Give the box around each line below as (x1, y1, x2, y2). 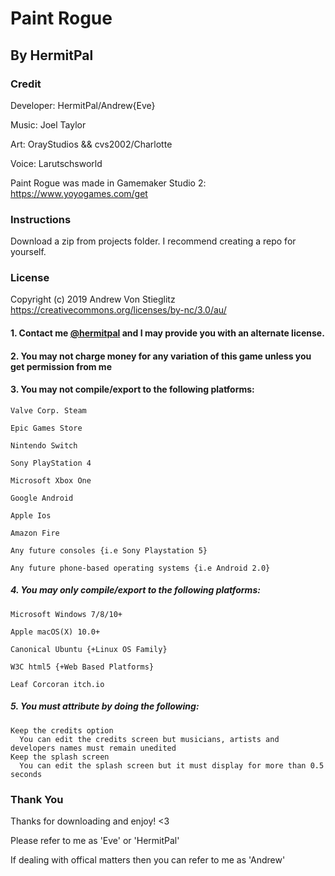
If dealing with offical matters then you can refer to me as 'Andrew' (10, 854, 286, 866)
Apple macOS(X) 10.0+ (10, 627, 101, 637)
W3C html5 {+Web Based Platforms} (10, 662, 155, 672)
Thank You (10, 792, 64, 806)
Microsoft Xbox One (10, 475, 92, 486)
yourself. (10, 246, 47, 258)
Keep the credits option (10, 725, 114, 736)
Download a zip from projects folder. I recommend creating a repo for (10, 235, 297, 247)
